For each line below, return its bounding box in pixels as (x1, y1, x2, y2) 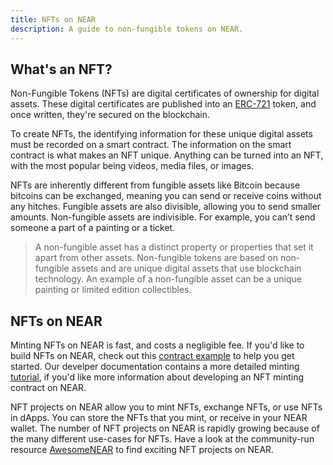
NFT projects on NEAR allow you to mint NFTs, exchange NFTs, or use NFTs (10, 401, 323, 413)
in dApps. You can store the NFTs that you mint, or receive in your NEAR (10, 412, 308, 424)
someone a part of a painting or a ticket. (10, 222, 176, 234)
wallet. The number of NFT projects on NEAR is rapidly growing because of (10, 422, 320, 435)
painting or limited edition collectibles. (34, 284, 192, 296)
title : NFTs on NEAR (10, 14, 97, 25)
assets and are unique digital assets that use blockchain (71, 262, 302, 275)
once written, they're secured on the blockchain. (10, 109, 211, 121)
